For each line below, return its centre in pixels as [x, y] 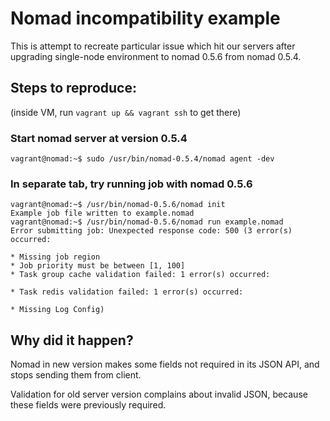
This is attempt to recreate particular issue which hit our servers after [153, 46]
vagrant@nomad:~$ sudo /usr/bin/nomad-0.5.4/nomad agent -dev [142, 159]
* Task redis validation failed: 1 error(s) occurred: [127, 292]
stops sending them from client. [76, 375]
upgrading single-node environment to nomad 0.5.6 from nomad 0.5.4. [156, 56]
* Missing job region [55, 257]
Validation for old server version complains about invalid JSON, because [159, 394]
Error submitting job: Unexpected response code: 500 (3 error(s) [151, 231]
